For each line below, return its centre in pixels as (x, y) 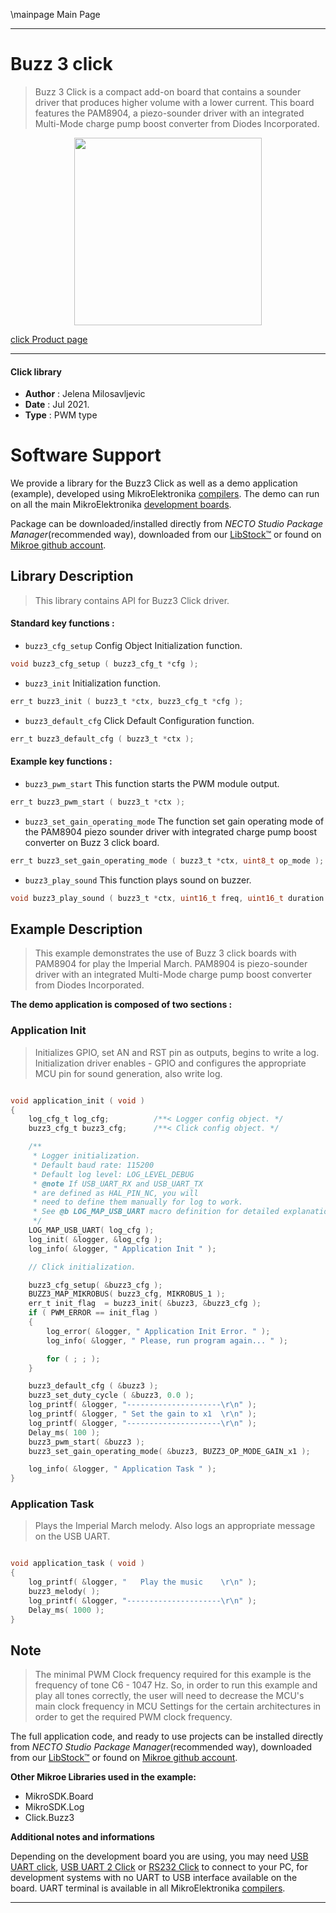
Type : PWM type (61, 415)
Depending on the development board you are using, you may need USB (159, 1856)
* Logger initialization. (86, 1156)
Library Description (72, 576)
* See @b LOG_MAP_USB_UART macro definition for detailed (156, 1212)
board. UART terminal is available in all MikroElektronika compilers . (148, 1888)
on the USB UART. (72, 1536)
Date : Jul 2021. (57, 405)
